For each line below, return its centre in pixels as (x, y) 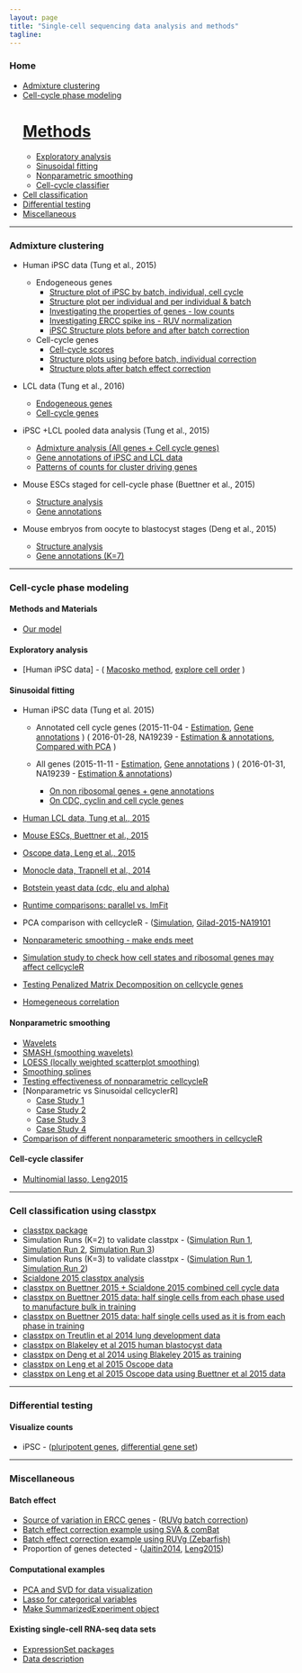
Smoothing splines (57, 1071)
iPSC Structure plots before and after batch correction (149, 330)
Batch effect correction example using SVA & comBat (121, 1530)
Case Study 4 (61, 1129)
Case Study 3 (61, 1119)
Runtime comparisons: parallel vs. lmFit (95, 905)
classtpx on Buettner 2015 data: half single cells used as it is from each (154, 1317)
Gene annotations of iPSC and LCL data (109, 457)
